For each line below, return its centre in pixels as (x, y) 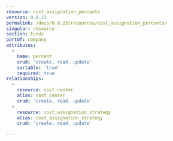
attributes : (21, 46)
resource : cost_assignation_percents (53, 12)
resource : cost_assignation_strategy (64, 112)
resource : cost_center (45, 90)
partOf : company (26, 40)
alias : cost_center (41, 95)
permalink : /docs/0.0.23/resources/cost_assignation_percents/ (87, 23)
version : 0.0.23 (26, 17)
